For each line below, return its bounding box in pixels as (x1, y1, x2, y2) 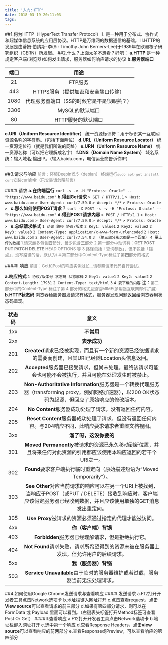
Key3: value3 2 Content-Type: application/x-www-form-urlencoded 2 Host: (5, 230, 160, 235)
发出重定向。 (76, 505, 107, 512)
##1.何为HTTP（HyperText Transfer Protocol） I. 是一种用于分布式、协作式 (5, 31, 159, 37)
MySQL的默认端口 (57, 107, 100, 114)
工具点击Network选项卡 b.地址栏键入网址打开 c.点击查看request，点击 (13, 597, 158, 603)
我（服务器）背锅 (71, 560, 112, 567)
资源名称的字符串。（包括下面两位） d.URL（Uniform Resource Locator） (5, 137, 156, 143)
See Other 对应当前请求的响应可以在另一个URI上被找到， (25, 483, 158, 490)
